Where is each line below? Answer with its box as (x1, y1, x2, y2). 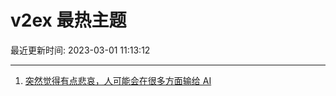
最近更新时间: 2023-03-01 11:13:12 (10, 44, 151, 56)
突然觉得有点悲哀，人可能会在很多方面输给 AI (24, 74, 212, 86)
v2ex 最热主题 (10, 9, 127, 32)
